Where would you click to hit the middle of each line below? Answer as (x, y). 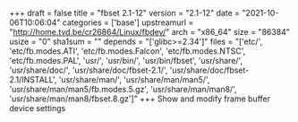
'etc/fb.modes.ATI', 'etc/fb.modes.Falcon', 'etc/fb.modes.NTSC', (128, 51)
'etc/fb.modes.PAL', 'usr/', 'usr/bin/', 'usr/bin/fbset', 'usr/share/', (126, 61)
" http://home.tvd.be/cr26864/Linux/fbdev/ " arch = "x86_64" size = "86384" (150, 32)
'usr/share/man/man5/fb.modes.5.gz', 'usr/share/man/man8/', (123, 89)
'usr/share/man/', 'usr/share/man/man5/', (134, 79)
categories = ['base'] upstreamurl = (128, 22)
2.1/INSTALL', (33, 79)
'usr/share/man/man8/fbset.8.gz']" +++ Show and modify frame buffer (140, 99)
